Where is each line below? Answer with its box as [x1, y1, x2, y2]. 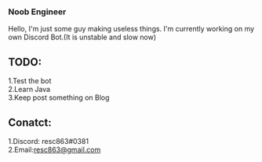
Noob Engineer [8, 6, 67, 17]
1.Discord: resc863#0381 [8, 136, 89, 145]
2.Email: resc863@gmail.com [8, 145, 101, 154]
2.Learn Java [8, 85, 51, 94]
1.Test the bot [8, 76, 52, 86]
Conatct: [8, 116, 53, 129]
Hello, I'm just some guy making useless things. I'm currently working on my [8, 24, 255, 34]
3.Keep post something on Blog [8, 93, 110, 102]
